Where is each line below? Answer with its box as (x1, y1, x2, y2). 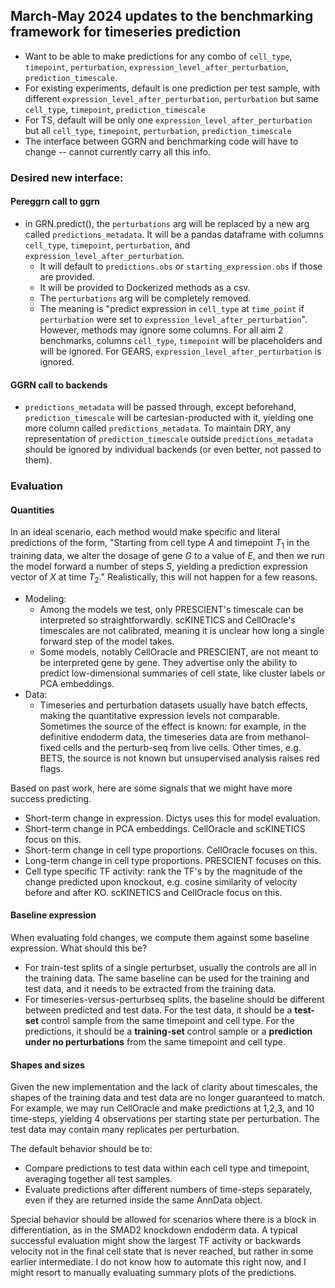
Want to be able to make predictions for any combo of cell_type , (24, 50, 293, 62)
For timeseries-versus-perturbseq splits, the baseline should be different (24, 994, 325, 1006)
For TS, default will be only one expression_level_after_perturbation (24, 114, 313, 126)
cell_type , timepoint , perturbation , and (24, 239, 191, 251)
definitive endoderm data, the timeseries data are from (39, 730, 265, 743)
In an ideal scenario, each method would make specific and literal (10, 526, 280, 538)
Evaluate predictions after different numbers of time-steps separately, (24, 1184, 313, 1196)
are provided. (39, 270, 95, 283)
